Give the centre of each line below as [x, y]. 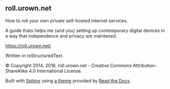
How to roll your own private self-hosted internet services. [67, 20]
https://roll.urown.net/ [28, 46]
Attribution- [145, 65]
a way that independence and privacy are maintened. [61, 36]
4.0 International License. [56, 71]
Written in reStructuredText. [34, 55]
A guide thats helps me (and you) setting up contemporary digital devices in [85, 31]
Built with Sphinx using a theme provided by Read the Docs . [68, 80]
